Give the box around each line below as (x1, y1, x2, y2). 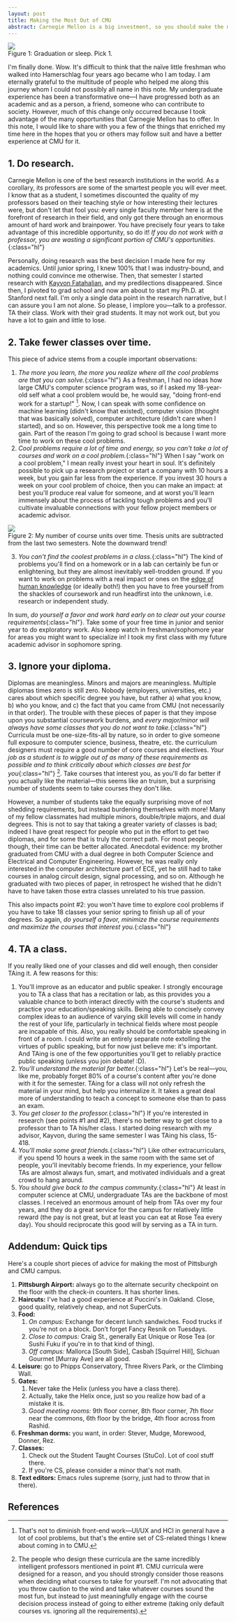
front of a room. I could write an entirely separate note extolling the (17, 1034, 212, 1043)
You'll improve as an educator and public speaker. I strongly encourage (17, 982, 223, 990)
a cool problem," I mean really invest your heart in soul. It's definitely (17, 459, 216, 467)
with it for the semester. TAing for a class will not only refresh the (17, 1079, 205, 1088)
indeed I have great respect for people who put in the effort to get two (8, 827, 209, 836)
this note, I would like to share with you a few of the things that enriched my (8, 122, 226, 131)
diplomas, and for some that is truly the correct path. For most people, (8, 835, 210, 844)
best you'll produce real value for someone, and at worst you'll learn (17, 488, 215, 497)
